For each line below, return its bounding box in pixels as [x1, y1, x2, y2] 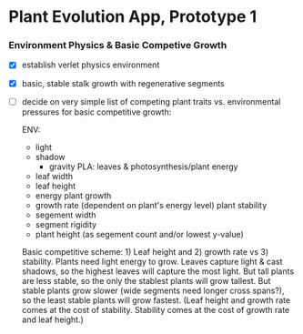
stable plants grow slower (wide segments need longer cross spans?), [21, 285, 285, 296]
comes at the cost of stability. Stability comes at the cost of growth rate [21, 304, 290, 315]
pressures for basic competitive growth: [21, 106, 172, 117]
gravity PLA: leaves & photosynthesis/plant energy [48, 161, 238, 172]
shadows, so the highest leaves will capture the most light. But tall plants [21, 266, 295, 277]
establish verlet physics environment [21, 59, 160, 70]
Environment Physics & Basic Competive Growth [8, 39, 227, 52]
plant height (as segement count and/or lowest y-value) [35, 228, 245, 239]
